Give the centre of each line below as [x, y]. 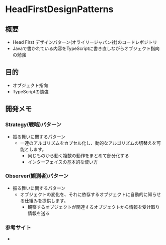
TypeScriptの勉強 [30, 91]
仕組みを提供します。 [47, 201]
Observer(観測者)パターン [37, 176]
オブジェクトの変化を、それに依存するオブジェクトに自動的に [84, 194]
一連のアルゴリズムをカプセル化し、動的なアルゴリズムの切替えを [88, 143]
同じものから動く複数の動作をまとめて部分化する [78, 155]
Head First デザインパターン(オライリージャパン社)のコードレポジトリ [85, 42]
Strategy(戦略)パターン [33, 125]
